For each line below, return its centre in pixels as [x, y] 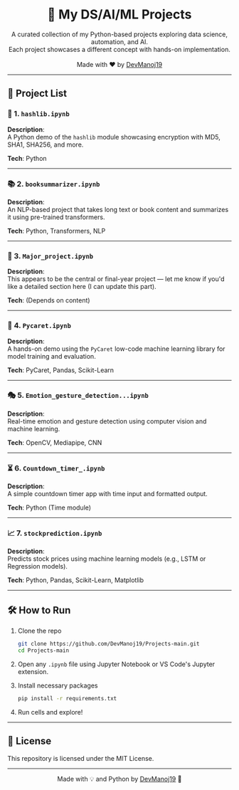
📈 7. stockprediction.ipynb [55, 533]
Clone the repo [39, 631]
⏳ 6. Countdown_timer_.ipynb [56, 468]
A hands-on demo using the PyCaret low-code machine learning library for [116, 349]
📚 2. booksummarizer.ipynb [54, 184]
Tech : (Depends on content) [49, 300]
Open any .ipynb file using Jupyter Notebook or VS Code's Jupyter [116, 664]
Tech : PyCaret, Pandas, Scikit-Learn [61, 370]
